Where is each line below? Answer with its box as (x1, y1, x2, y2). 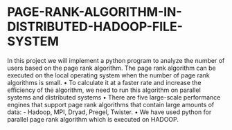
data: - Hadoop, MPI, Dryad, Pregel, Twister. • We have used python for (7, 108, 212, 116)
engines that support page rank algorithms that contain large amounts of (7, 100, 215, 109)
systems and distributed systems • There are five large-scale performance (7, 93, 221, 101)
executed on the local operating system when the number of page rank (7, 71, 210, 80)
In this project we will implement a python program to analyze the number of (7, 56, 225, 64)
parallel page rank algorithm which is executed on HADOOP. (7, 115, 179, 123)
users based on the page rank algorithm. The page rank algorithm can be (7, 64, 216, 72)
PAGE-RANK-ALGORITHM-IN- (7, 4, 182, 20)
